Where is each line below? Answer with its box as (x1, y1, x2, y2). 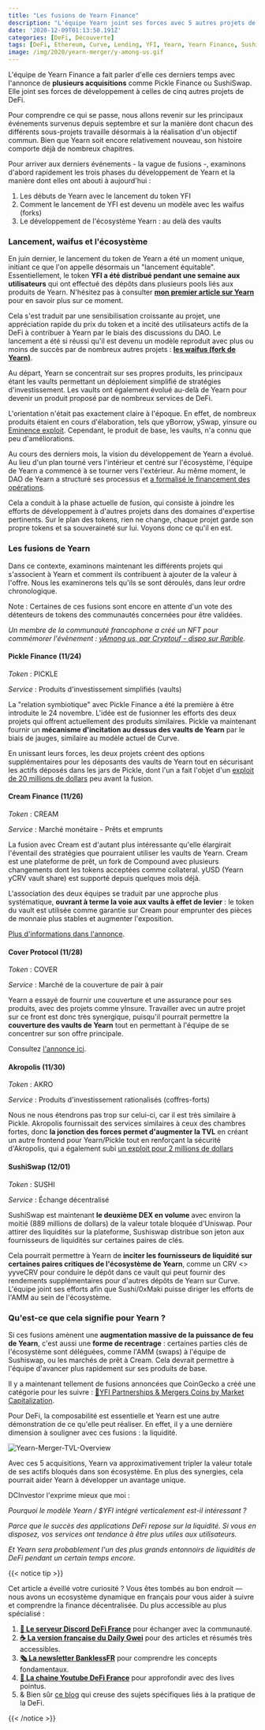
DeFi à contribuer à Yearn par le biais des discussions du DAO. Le (8, 328, 222, 338)
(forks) (19, 208, 42, 217)
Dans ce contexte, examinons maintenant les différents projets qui (8, 561, 223, 571)
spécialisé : (8, 1608, 45, 1618)
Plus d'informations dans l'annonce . (8, 929, 125, 938)
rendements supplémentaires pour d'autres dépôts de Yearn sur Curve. (8, 1275, 241, 1285)
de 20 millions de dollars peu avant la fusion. (8, 773, 154, 783)
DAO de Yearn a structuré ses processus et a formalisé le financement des (8, 474, 251, 484)
